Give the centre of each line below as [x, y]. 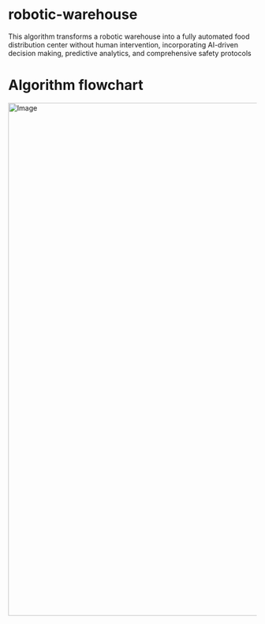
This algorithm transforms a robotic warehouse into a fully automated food [129, 36]
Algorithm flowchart [76, 85]
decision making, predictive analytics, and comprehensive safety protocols [130, 53]
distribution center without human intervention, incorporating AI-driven [123, 44]
